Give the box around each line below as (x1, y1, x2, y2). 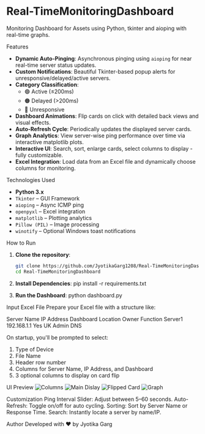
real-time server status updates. (15, 61, 97, 69)
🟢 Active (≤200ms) (24, 88, 75, 95)
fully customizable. (15, 151, 63, 159)
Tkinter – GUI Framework (15, 194, 80, 202)
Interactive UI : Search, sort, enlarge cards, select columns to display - (15, 145, 193, 152)
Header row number (15, 359, 66, 366)
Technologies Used (6, 176, 55, 183)
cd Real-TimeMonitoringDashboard (15, 268, 101, 275)
